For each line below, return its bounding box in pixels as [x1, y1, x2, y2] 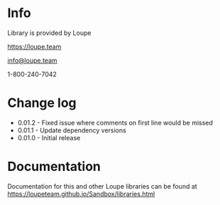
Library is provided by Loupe [7, 28, 92, 37]
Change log [7, 95, 77, 111]
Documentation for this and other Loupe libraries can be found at [7, 182, 197, 190]
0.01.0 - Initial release [17, 133, 81, 142]
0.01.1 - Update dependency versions [17, 126, 126, 135]
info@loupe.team [7, 56, 58, 65]
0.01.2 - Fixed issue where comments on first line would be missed [17, 118, 213, 127]
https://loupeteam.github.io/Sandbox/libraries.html [7, 189, 155, 198]
